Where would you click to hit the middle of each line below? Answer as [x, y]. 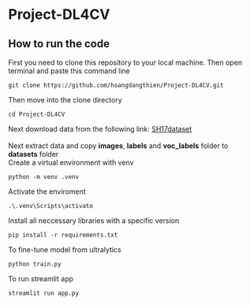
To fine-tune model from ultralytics [65, 249]
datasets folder [34, 154]
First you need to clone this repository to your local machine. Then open [125, 62]
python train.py [35, 264]
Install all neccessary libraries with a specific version [94, 221]
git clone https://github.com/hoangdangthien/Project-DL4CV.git [116, 85]
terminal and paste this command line [69, 71]
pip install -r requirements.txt [63, 235]
